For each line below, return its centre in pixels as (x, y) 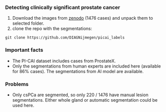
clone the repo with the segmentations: (52, 29)
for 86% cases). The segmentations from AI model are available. (78, 71)
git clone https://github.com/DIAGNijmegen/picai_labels (65, 38)
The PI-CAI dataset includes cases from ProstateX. (64, 61)
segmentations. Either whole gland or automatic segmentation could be (85, 100)
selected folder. (28, 23)
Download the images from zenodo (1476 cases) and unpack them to (83, 18)
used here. (23, 105)
